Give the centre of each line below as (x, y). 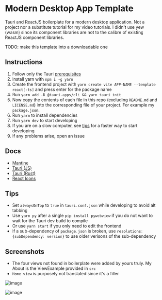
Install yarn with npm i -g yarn (43, 79)
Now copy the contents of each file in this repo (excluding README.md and (85, 100)
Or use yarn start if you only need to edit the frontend (67, 226)
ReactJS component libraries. (35, 37)
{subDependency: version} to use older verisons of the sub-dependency (84, 236)
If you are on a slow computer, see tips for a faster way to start (75, 125)
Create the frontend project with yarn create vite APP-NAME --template (84, 84)
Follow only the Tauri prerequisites (46, 74)
